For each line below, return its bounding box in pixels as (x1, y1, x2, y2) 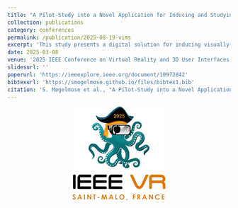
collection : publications (7, 18, 84, 26)
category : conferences (7, 26, 74, 33)
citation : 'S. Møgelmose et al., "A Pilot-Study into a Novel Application (7, 86, 233, 93)
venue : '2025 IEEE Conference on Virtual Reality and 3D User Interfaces (7, 57, 230, 64)
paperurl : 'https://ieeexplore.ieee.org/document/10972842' (7, 71, 189, 78)
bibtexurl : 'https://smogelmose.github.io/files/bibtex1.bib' (7, 79, 195, 86)
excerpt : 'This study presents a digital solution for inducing (7, 41, 201, 49)
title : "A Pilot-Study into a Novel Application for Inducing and (7, 11, 208, 18)
